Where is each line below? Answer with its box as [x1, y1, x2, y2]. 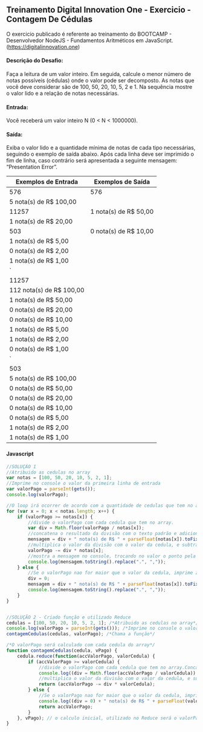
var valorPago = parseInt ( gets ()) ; [6, 486, 96, 492]
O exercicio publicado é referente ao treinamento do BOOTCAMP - [6, 30, 172, 37]
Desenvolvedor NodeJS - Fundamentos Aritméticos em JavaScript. [6, 36, 173, 44]
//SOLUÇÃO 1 [6, 463, 36, 470]
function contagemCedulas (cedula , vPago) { [6, 647, 118, 653]
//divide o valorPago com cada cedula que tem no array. [28, 519, 174, 525]
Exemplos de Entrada [15, 178, 79, 186]
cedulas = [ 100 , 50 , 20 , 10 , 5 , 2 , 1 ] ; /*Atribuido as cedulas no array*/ [6, 620, 199, 626]
